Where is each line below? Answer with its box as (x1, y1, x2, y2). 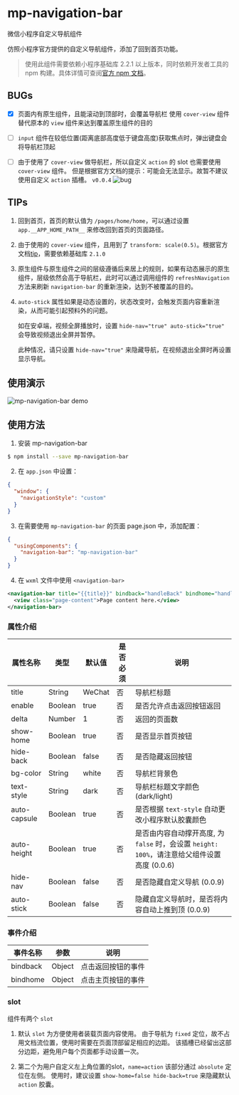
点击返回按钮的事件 (80, 962, 145, 972)
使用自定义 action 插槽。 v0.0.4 (17, 175, 112, 184)
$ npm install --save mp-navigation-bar (7, 454, 129, 461)
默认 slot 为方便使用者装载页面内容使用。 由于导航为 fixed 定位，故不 (17, 1029, 224, 1037)
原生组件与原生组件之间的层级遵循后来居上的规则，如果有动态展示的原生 (17, 264, 230, 273)
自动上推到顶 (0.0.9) (142, 904, 211, 914)
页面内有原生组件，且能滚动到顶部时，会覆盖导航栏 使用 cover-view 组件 (17, 109, 230, 118)
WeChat (83, 687, 110, 697)
